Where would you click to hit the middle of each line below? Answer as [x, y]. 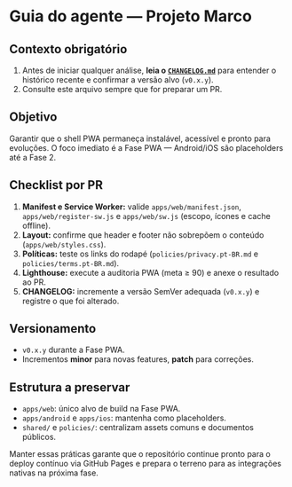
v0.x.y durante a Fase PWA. [74, 350]
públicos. [39, 437]
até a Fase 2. [33, 157]
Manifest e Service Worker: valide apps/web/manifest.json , [132, 207]
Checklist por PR [56, 185]
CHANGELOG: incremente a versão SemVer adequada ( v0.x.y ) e [141, 291]
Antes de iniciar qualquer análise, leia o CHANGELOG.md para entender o [149, 70]
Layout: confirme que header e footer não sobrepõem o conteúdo [143, 235]
